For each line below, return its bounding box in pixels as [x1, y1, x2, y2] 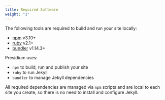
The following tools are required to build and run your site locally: [5, 25, 137, 31]
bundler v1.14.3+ [12, 45, 46, 51]
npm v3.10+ [12, 35, 36, 41]
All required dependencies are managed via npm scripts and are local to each [5, 84, 160, 90]
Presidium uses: [5, 54, 38, 60]
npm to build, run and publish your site [12, 64, 89, 70]
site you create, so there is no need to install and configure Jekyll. [5, 89, 139, 95]
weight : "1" [5, 12, 30, 17]
